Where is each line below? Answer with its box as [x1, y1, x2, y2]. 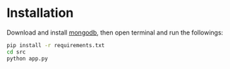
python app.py [6, 55, 49, 62]
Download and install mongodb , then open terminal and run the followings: [6, 28, 224, 37]
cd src [6, 48, 26, 56]
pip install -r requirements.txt [6, 42, 105, 49]
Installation [6, 5, 74, 21]
